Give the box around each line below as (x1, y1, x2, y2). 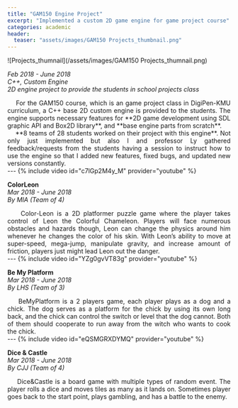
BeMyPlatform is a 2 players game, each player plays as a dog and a (18, 297, 231, 306)
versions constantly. (7, 159, 66, 167)
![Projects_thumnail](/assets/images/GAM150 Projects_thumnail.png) (7, 56, 208, 65)
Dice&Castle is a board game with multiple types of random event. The (17, 377, 231, 386)
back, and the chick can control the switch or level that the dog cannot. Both (7, 312, 231, 321)
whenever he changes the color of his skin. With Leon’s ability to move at (7, 232, 231, 241)
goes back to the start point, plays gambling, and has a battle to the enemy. (7, 392, 227, 401)
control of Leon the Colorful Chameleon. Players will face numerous (7, 217, 231, 226)
